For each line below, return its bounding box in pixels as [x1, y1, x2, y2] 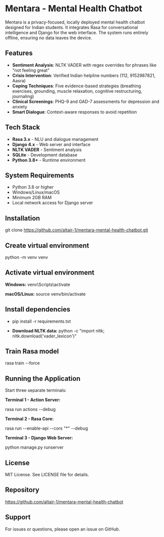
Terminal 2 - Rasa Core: [5, 416, 54, 422]
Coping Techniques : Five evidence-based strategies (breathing [12, 83, 141, 89]
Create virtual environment [5, 241, 90, 250]
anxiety [12, 103, 27, 109]
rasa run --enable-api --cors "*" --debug [5, 425, 88, 432]
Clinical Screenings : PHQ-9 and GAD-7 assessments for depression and [12, 99, 160, 104]
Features [5, 49, 33, 57]
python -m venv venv [5, 255, 48, 260]
